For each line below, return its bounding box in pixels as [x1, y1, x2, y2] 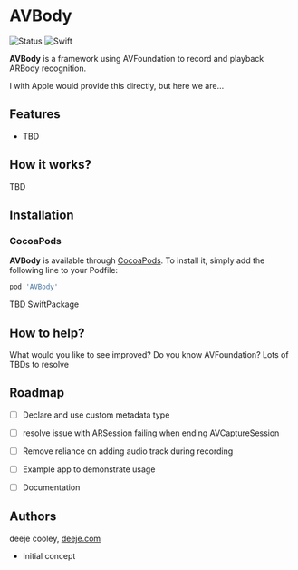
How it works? [9, 157, 92, 172]
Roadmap [9, 385, 65, 400]
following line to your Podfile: [9, 265, 119, 276]
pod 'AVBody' [9, 282, 59, 291]
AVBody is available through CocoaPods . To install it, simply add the [9, 255, 265, 266]
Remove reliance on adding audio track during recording [22, 446, 234, 457]
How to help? [9, 325, 85, 340]
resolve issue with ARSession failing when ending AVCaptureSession [22, 427, 280, 438]
